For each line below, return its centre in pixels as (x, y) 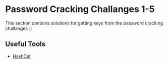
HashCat (22, 56)
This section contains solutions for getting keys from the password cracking (84, 23)
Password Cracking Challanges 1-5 (80, 9)
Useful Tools (25, 44)
